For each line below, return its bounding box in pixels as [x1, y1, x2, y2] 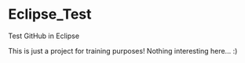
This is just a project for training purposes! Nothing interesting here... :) [8, 46, 238, 55]
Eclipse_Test [8, 5, 92, 23]
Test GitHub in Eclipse [8, 31, 80, 40]
